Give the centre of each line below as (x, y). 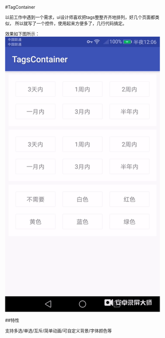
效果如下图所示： (22, 34)
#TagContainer (20, 7)
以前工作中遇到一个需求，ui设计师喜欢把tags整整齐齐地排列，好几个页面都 (80, 17)
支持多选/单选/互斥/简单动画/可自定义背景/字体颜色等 (58, 331)
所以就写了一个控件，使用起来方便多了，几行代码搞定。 (70, 23)
